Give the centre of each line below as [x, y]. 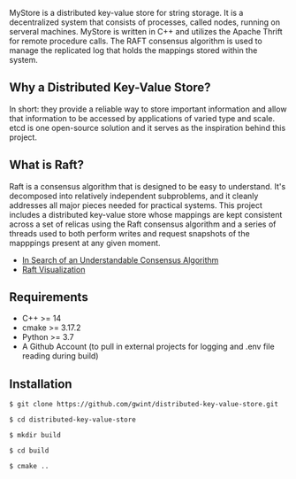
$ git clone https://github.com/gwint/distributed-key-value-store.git [144, 405]
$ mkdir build [35, 436]
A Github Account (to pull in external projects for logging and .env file [148, 347]
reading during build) [60, 356]
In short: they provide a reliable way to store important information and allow [148, 109]
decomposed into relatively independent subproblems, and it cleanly [134, 196]
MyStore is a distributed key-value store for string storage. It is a [126, 13]
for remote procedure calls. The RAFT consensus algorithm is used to [136, 41]
